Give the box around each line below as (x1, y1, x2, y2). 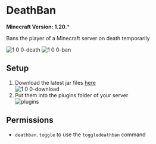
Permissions (6, 115, 54, 125)
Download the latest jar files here (14, 79, 96, 86)
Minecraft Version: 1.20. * (6, 23, 70, 30)
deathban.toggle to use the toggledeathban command (14, 131, 146, 138)
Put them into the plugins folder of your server (14, 91, 129, 98)
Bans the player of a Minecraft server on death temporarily (6, 34, 150, 41)
